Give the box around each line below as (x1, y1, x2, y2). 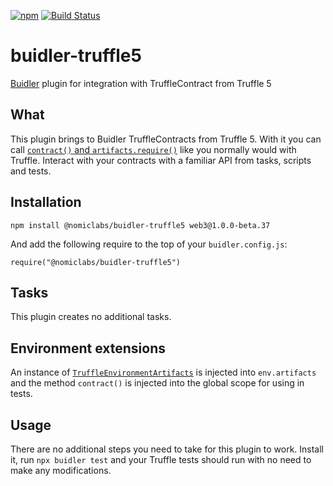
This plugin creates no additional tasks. (10, 311, 172, 323)
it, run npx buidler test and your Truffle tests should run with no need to (10, 454, 312, 465)
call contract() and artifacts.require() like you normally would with (10, 143, 297, 155)
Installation (10, 194, 82, 211)
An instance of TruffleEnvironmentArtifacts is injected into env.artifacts (10, 366, 317, 379)
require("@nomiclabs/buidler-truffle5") (10, 257, 182, 267)
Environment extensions (10, 340, 166, 357)
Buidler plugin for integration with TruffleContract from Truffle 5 (10, 77, 272, 89)
